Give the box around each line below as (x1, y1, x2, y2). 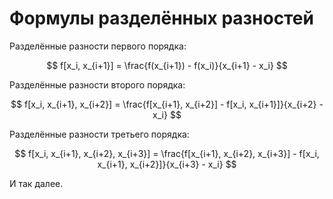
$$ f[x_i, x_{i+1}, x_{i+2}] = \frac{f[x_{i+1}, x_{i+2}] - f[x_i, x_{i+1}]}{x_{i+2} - (10, 98, 324, 110)
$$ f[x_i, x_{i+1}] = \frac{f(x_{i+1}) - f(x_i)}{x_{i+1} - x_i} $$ (46, 59, 288, 71)
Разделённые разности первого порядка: (9, 40, 187, 52)
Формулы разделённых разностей (9, 7, 314, 30)
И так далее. (9, 177, 64, 189)
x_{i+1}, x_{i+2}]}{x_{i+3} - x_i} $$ (97, 158, 237, 170)
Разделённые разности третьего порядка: (9, 128, 190, 140)
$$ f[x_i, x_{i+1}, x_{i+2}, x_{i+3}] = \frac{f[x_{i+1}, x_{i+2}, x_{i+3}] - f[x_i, (14, 147, 320, 159)
